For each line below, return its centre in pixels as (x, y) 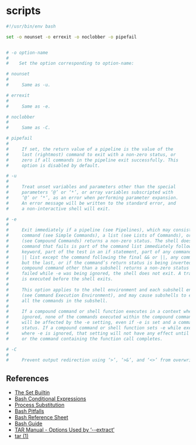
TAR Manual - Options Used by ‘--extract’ (64, 430)
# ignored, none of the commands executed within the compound (90, 317)
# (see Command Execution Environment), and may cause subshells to (96, 295)
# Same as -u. (28, 85)
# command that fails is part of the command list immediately (90, 246)
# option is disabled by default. (53, 165)
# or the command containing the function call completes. (85, 339)
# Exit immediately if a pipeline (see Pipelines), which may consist (99, 230)
